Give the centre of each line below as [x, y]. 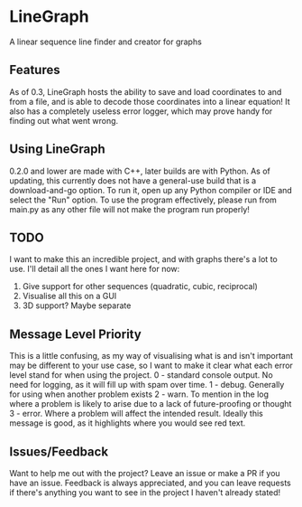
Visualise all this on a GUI [69, 296]
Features [35, 70]
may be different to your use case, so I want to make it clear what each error [151, 366]
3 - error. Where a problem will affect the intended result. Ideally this [136, 414]
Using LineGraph [57, 150]
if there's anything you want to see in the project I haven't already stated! [145, 493]
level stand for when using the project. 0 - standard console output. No [141, 375]
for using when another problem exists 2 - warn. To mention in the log [139, 394]
